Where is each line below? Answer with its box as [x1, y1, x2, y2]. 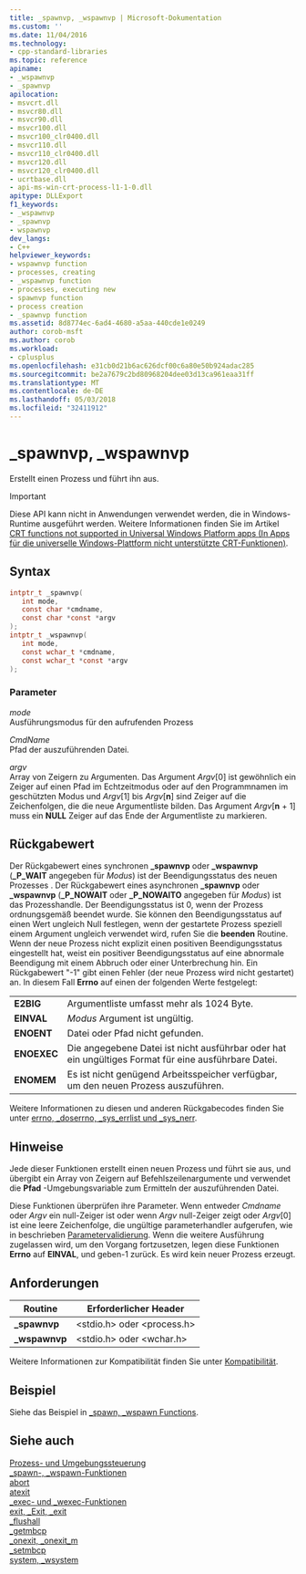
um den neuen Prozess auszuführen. [66, 1079, 225, 1092]
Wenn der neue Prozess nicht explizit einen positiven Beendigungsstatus [9, 938, 282, 949]
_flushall [9, 1516, 41, 1527]
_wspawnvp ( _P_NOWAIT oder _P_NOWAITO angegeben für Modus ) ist [9, 890, 282, 901]
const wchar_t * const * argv [21, 656, 128, 665]
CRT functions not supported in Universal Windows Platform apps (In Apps [9, 527, 291, 538]
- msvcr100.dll [9, 124, 67, 133]
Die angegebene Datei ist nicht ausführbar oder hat [66, 1042, 287, 1055]
